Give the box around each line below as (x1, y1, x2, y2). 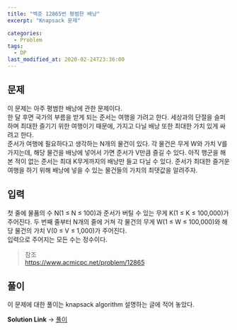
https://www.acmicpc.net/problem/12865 (24, 258, 145, 266)
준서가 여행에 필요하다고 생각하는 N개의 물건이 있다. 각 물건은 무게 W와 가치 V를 (7, 139, 228, 148)
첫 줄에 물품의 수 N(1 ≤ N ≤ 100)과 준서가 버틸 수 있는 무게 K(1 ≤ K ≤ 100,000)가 (7, 208, 229, 217)
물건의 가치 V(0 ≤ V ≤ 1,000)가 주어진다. (14, 226, 127, 235)
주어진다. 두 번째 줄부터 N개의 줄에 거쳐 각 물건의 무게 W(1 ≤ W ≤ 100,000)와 (7, 217, 221, 226)
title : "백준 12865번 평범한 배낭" (7, 10, 100, 18)
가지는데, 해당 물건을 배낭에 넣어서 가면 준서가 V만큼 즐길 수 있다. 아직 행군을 (7, 148, 219, 156)
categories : (7, 30, 42, 37)
